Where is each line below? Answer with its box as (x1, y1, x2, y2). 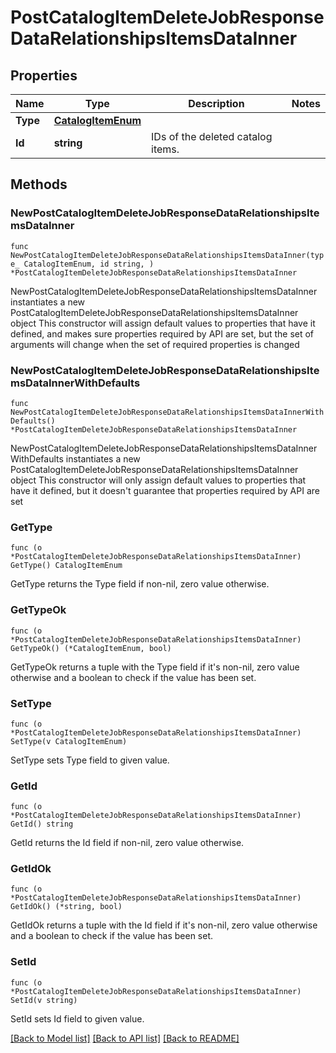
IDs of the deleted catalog (151, 130, 273, 143)
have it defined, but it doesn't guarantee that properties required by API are (10, 484, 320, 496)
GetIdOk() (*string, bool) (10, 902, 123, 912)
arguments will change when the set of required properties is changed (10, 338, 300, 350)
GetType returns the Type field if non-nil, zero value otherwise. (10, 578, 270, 590)
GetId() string (10, 819, 74, 830)
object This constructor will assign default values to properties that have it (10, 317, 316, 329)
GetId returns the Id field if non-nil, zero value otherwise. (10, 837, 245, 849)
